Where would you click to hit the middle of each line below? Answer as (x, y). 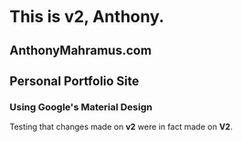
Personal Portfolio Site (74, 81)
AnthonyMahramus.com (81, 50)
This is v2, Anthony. (87, 17)
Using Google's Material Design (81, 106)
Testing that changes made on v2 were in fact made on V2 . (121, 127)
